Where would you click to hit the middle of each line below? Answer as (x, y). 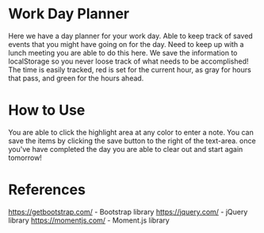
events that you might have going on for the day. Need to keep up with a (126, 44)
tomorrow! (25, 157)
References (47, 190)
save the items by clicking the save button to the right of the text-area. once (132, 141)
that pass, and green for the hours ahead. (76, 78)
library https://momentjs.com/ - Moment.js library (89, 220)
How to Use (47, 110)
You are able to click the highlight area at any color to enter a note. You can (131, 132)
